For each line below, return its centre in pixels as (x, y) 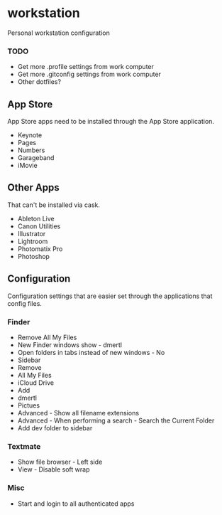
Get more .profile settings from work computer (86, 67)
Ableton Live (36, 218)
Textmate (24, 446)
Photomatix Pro (40, 249)
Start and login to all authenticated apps (76, 504)
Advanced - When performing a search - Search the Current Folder (116, 420)
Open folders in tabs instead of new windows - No (91, 352)
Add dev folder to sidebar (55, 428)
